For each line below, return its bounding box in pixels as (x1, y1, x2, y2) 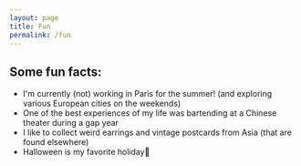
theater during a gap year (22, 118, 119, 129)
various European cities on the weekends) (22, 98, 182, 109)
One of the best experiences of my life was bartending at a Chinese (22, 108, 277, 119)
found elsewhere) (22, 137, 89, 148)
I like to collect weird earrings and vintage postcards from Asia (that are (22, 127, 292, 138)
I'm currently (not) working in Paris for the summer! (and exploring (22, 88, 273, 99)
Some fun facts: (9, 64, 102, 79)
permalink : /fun (9, 30, 71, 39)
